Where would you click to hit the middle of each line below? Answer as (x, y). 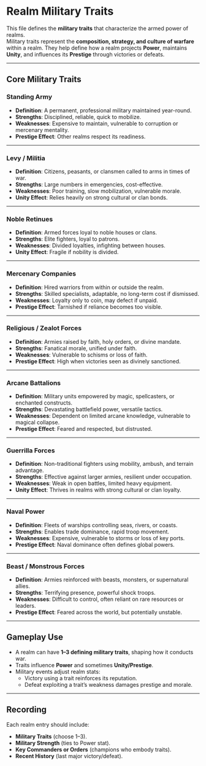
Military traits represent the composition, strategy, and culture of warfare (100, 41)
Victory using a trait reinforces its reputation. (81, 678)
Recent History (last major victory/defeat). (69, 756)
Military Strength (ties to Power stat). (63, 743)
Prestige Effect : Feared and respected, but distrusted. (84, 429)
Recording (27, 710)
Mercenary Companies (41, 274)
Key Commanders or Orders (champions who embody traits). (93, 749)
